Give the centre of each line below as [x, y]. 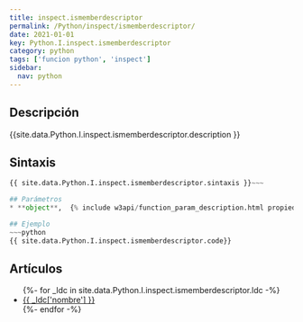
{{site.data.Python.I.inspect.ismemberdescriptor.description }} [125, 134]
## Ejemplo [30, 224]
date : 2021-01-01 [42, 34]
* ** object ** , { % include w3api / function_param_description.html [137, 208]
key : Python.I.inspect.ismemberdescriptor [90, 43]
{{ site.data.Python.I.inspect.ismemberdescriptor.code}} [120, 241]
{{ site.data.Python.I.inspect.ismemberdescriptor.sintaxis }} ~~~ [137, 183]
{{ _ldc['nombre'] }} [59, 300]
